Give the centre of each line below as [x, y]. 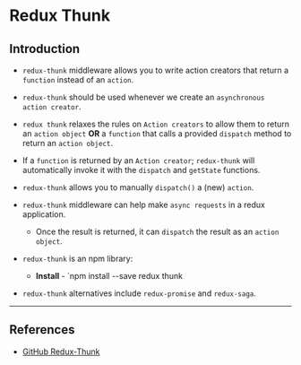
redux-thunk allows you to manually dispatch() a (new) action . [138, 187]
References [42, 330]
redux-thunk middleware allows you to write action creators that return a [155, 70]
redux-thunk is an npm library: [77, 258]
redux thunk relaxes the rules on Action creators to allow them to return [155, 124]
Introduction [45, 49]
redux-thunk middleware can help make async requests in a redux [144, 204]
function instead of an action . [78, 80]
